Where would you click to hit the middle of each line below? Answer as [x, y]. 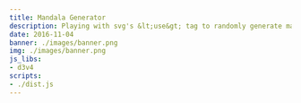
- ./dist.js [31, 84]
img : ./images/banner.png [57, 51]
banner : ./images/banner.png [64, 43]
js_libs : [26, 59]
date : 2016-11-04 [42, 34]
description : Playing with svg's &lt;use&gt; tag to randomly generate [146, 26]
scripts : [26, 76]
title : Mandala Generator [57, 17]
